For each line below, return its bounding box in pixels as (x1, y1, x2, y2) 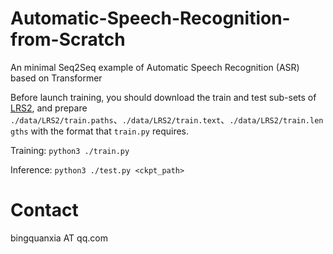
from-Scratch (10, 28, 126, 51)
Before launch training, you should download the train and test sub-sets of (10, 91, 317, 103)
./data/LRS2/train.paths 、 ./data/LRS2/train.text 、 (10, 113, 230, 126)
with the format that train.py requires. (30, 125, 190, 137)
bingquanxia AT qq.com (10, 232, 108, 244)
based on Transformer (10, 72, 103, 84)
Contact (10, 199, 79, 222)
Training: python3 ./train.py (10, 144, 130, 156)
